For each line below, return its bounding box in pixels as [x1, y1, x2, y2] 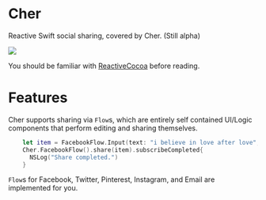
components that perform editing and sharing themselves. [8, 123, 198, 133]
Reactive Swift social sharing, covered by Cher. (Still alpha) [8, 31, 200, 40]
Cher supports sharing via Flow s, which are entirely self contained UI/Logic [8, 115, 253, 124]
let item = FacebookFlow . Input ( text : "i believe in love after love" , [22, 138, 260, 146]
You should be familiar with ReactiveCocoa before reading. [8, 61, 200, 70]
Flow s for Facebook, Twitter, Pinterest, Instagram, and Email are [8, 175, 215, 184]
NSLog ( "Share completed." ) [28, 153, 119, 161]
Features [8, 89, 68, 107]
